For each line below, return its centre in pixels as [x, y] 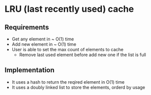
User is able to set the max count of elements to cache [68, 49]
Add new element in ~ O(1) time [44, 44]
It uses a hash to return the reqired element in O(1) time [68, 82]
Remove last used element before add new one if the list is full [83, 55]
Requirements [27, 27]
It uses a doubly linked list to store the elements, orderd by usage [78, 87]
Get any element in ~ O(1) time [43, 39]
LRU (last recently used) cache [69, 9]
